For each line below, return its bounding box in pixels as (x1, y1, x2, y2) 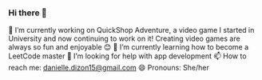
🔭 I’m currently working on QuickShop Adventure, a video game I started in (8, 26, 255, 35)
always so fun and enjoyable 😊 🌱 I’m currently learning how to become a (8, 42, 249, 52)
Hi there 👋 (8, 7, 48, 18)
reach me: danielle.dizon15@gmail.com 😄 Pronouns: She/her (8, 63, 209, 73)
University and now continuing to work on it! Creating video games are (8, 34, 241, 43)
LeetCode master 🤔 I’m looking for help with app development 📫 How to (8, 51, 247, 61)
